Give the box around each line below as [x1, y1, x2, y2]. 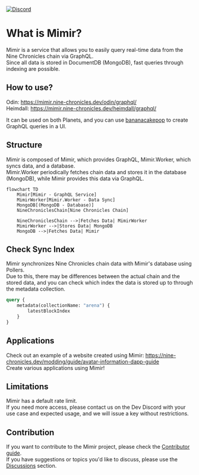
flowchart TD [6, 186, 39, 192]
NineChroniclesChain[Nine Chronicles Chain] [17, 207, 129, 213]
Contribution [6, 427, 55, 437]
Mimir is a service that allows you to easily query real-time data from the [6, 46, 184, 53]
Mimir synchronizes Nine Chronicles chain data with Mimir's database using [6, 260, 192, 267]
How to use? [6, 82, 53, 92]
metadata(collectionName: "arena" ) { [17, 303, 110, 309]
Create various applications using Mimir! [6, 364, 105, 371]
